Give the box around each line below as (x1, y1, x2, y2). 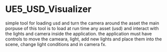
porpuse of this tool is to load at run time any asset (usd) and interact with (5, 25, 159, 31)
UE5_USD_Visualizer (5, 3, 92, 15)
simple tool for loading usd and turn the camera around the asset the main (5, 20, 159, 26)
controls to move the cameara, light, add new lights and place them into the (5, 36, 162, 42)
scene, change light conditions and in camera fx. (5, 41, 107, 47)
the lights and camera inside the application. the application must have (5, 30, 152, 36)
